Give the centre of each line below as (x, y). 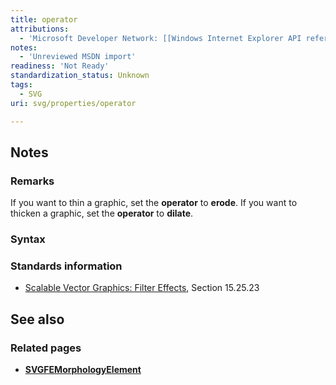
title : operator (44, 19)
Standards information (66, 266)
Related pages (46, 348)
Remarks (32, 181)
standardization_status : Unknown (80, 76)
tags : (21, 85)
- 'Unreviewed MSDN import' (78, 57)
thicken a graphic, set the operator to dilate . (102, 213)
